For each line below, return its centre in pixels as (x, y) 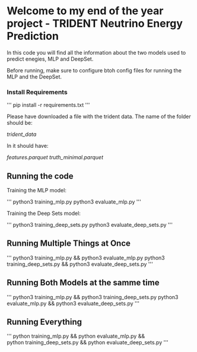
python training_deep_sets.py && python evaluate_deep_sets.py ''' (88, 343)
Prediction (33, 36)
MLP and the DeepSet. (34, 77)
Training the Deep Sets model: (44, 213)
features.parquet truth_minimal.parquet (55, 157)
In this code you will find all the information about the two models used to (96, 52)
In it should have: (28, 146)
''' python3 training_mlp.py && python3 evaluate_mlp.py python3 (86, 258)
